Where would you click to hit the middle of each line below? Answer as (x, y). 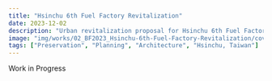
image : (19, 38)
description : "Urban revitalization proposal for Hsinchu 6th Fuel (125, 30)
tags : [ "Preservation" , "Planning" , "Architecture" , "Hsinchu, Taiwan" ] (134, 46)
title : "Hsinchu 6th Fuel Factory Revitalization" (96, 16)
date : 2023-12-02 (38, 23)
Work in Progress (37, 68)
